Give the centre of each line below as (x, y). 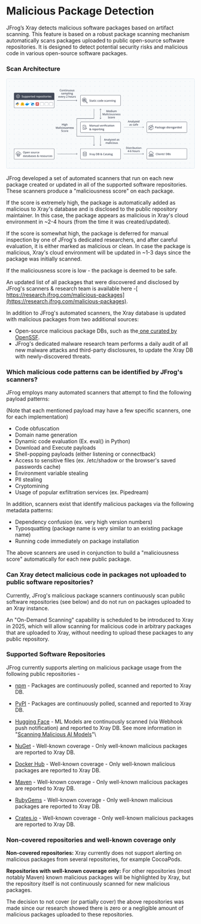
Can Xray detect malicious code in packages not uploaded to (96, 575)
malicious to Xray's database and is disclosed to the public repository (92, 209)
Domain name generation (46, 435)
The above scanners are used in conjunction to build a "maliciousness (93, 553)
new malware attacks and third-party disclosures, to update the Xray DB (104, 350)
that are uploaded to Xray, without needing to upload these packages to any (100, 632)
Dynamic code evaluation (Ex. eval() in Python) (72, 441)
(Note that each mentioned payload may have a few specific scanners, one (99, 411)
